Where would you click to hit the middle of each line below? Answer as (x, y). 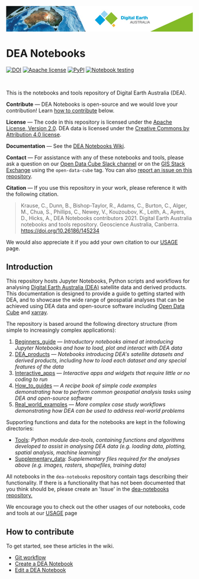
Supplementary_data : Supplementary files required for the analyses (97, 459)
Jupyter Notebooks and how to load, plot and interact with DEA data (98, 348)
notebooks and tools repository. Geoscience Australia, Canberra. (100, 224)
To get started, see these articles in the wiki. (60, 546)
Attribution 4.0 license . (34, 134)
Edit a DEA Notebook (40, 570)
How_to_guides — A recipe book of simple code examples (86, 386)
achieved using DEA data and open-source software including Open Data (96, 306)
